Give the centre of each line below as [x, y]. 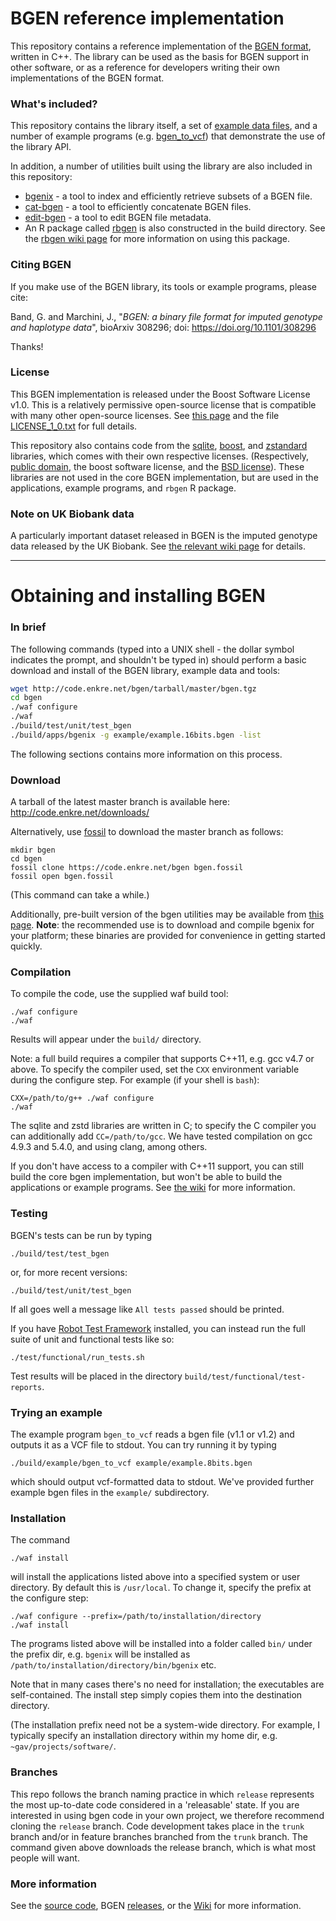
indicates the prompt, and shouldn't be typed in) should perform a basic [158, 659]
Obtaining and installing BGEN [138, 596]
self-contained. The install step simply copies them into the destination [156, 1695]
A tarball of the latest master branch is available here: [120, 802]
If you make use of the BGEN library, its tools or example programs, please [164, 286]
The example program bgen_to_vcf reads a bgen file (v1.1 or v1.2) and [152, 1434]
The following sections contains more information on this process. [146, 754]
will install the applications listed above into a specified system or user [155, 1577]
